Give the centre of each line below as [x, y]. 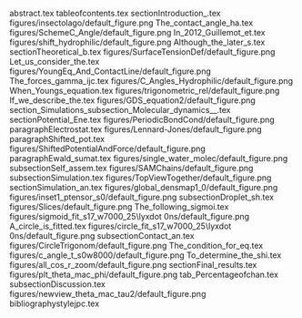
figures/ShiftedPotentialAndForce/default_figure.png [108, 149]
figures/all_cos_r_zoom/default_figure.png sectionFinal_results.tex [133, 265]
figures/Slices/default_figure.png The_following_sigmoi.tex [119, 207]
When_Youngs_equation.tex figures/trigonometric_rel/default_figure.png [145, 91]
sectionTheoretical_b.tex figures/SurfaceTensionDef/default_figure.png [142, 52]
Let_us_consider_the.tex [55, 62]
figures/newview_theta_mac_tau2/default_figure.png [108, 294]
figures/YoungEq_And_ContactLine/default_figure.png [110, 71]
